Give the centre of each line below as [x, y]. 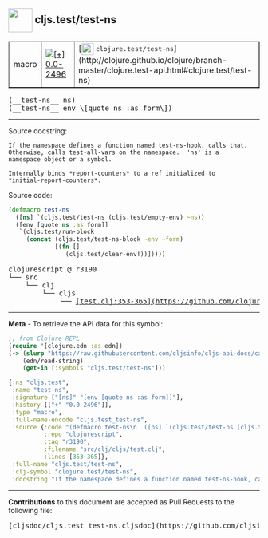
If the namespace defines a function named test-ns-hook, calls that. [128, 145]
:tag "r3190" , [67, 442]
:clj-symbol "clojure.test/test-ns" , [74, 472]
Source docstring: [38, 131]
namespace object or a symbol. [60, 159]
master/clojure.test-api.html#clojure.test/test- [166, 70]
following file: [30, 510]
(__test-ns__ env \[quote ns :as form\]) [91, 108]
